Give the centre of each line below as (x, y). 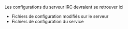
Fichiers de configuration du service (48, 22)
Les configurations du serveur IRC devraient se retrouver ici (64, 7)
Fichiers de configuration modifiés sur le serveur (60, 16)
